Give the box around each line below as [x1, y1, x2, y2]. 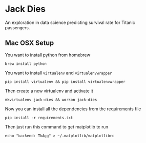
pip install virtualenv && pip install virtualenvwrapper [5, 79, 125, 84]
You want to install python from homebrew [5, 52, 90, 58]
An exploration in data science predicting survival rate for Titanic [5, 20, 135, 25]
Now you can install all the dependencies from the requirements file [5, 106, 141, 112]
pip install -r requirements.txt [5, 115, 73, 120]
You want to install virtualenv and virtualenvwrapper [5, 70, 112, 76]
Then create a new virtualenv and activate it [5, 88, 94, 94]
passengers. [5, 24, 30, 30]
